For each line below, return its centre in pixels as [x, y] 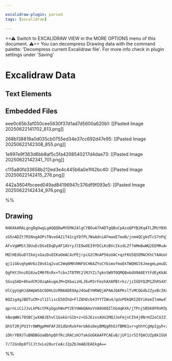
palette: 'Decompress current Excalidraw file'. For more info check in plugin [85, 49]
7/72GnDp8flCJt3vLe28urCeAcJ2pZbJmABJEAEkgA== [56, 344]
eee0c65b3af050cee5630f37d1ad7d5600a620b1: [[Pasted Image [74, 124]
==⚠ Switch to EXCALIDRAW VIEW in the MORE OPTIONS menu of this [81, 38]
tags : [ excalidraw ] [26, 19]
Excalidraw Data [40, 75]
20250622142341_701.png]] [35, 159]
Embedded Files [31, 111]
